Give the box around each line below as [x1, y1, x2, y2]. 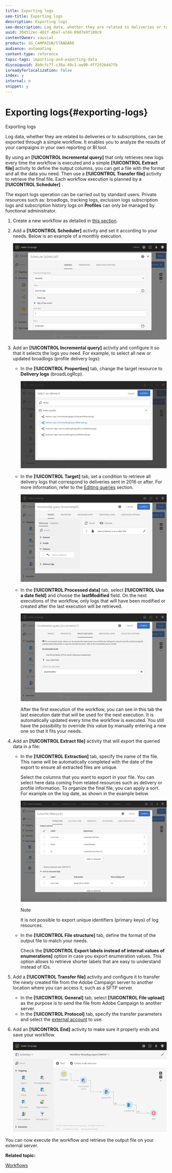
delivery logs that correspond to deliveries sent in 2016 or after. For [20, 479, 162, 485]
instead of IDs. [20, 964, 51, 970]
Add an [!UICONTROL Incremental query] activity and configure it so [12, 345, 160, 351]
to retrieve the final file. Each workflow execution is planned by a [5, 176, 142, 182]
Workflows [5, 1162, 28, 1168]
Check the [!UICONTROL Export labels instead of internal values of [20, 948, 165, 954]
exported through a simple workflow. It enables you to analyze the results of [5, 139, 166, 145]
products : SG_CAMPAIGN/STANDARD [5, 41, 74, 46]
